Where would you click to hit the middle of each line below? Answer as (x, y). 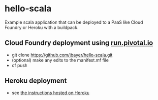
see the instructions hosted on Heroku (50, 93)
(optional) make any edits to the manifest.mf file (60, 60)
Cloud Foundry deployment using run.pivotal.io (79, 43)
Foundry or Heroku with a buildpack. (42, 27)
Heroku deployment (36, 81)
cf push (19, 65)
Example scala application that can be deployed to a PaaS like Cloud (74, 22)
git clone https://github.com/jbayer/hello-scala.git (62, 55)
